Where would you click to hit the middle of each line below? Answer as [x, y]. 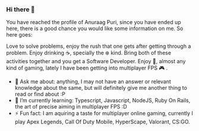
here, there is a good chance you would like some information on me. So [95, 28]
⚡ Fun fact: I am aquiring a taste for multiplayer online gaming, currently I [104, 113]
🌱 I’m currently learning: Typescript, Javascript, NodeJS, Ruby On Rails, [102, 100]
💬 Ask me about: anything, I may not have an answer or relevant [93, 81]
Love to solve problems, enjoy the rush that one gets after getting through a [99, 46]
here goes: [19, 35]
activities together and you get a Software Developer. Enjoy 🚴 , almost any [96, 61]
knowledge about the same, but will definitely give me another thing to [101, 88]
